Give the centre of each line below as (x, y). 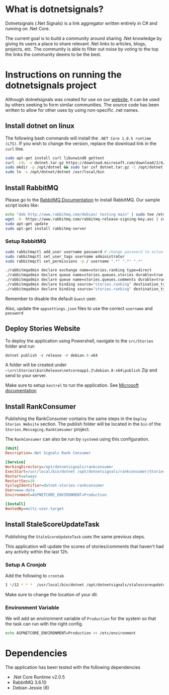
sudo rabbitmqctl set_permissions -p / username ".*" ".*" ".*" (74, 261)
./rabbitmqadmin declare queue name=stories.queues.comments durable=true (85, 280)
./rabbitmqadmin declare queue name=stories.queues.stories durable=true (84, 275)
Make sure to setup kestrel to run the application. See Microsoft (72, 385)
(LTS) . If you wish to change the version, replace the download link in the (81, 143)
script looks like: (22, 205)
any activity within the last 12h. (37, 551)
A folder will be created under (36, 365)
